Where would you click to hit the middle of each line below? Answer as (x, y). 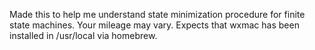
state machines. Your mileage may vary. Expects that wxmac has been (154, 25)
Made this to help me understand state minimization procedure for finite (157, 14)
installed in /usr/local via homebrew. (83, 35)
